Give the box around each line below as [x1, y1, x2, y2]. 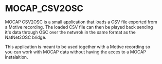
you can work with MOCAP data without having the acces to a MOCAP [5, 49, 146, 55]
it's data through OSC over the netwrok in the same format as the [5, 29, 136, 35]
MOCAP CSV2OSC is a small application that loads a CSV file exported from [5, 19, 157, 25]
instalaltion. [5, 54, 28, 60]
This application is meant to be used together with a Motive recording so [5, 44, 151, 49]
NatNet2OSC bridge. [5, 34, 47, 40]
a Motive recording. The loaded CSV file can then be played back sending [5, 24, 153, 30]
